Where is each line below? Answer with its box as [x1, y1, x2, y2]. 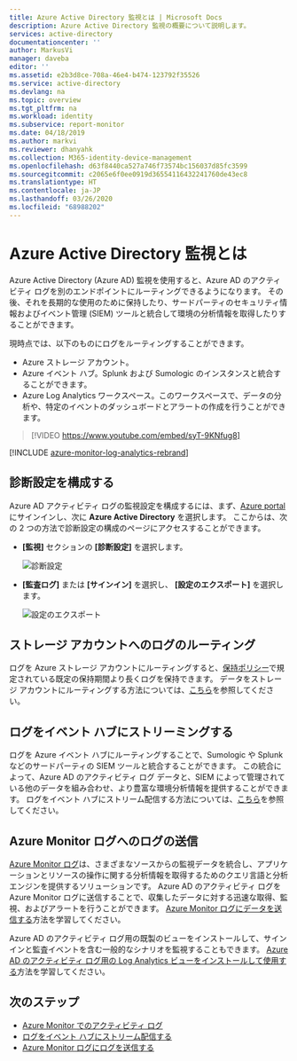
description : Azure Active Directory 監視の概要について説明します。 [9, 21, 251, 30]
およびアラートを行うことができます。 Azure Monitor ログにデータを [24, 902, 275, 914]
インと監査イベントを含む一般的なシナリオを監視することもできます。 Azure [9, 944, 288, 955]
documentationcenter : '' [9, 37, 101, 47]
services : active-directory [9, 29, 113, 38]
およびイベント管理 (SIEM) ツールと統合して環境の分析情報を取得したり [16, 308, 279, 318]
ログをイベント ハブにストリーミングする [9, 724, 233, 739]
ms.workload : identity [9, 112, 93, 121]
